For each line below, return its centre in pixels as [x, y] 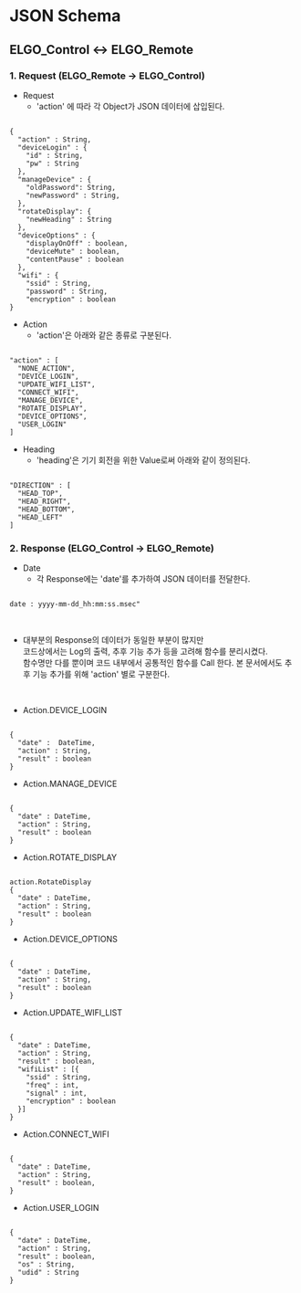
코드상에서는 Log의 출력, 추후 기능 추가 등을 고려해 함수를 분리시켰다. [145, 652]
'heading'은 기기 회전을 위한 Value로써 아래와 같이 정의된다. [143, 460]
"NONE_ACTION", [47, 368]
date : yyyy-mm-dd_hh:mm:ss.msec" [75, 604]
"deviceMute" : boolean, [73, 251]
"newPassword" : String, [73, 195]
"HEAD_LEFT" [41, 517]
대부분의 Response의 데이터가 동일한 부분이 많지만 [113, 640]
